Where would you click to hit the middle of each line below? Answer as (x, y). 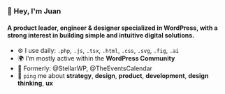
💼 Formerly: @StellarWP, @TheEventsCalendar (85, 68)
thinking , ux (35, 84)
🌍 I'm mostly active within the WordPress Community (96, 58)
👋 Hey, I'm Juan (34, 11)
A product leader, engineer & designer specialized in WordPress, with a (112, 28)
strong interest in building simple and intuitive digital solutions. (101, 35)
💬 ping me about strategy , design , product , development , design (113, 76)
